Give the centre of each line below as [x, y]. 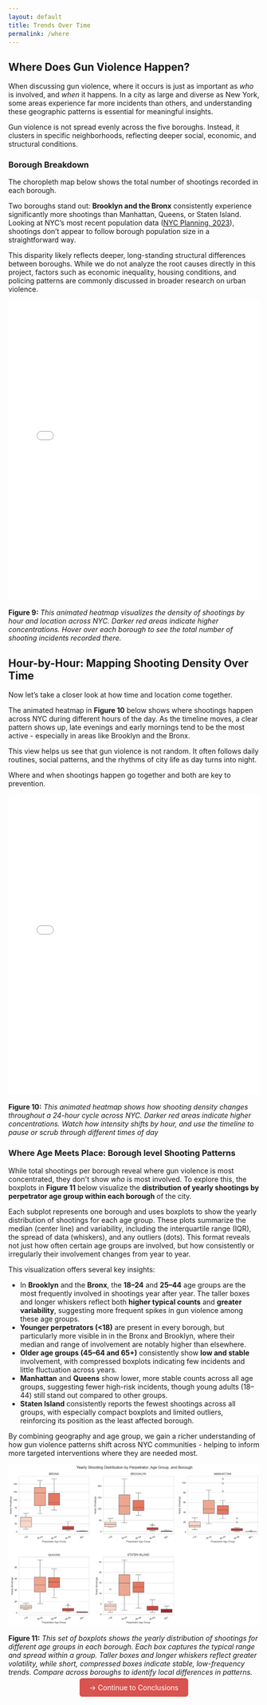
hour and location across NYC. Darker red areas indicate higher [114, 621]
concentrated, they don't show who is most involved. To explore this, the [128, 1179]
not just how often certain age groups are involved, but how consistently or [132, 1245]
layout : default [35, 17]
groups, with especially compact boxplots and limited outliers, [122, 1412]
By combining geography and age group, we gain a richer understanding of [132, 1436]
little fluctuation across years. [68, 1370]
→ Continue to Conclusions [134, 1687]
